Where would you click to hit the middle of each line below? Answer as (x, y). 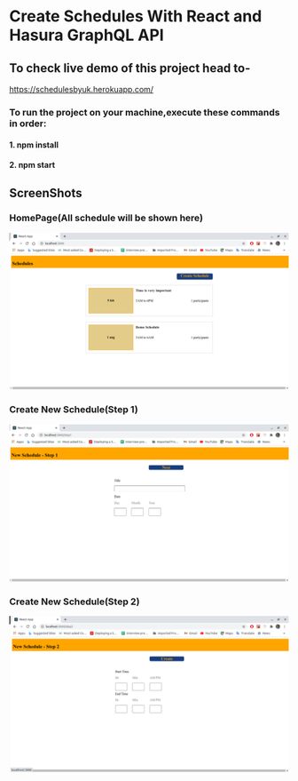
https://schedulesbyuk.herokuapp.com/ (81, 89)
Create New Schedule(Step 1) (74, 410)
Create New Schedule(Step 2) (74, 602)
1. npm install (34, 145)
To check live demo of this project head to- (130, 68)
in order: (28, 124)
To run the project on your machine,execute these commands (145, 112)
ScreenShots (46, 193)
